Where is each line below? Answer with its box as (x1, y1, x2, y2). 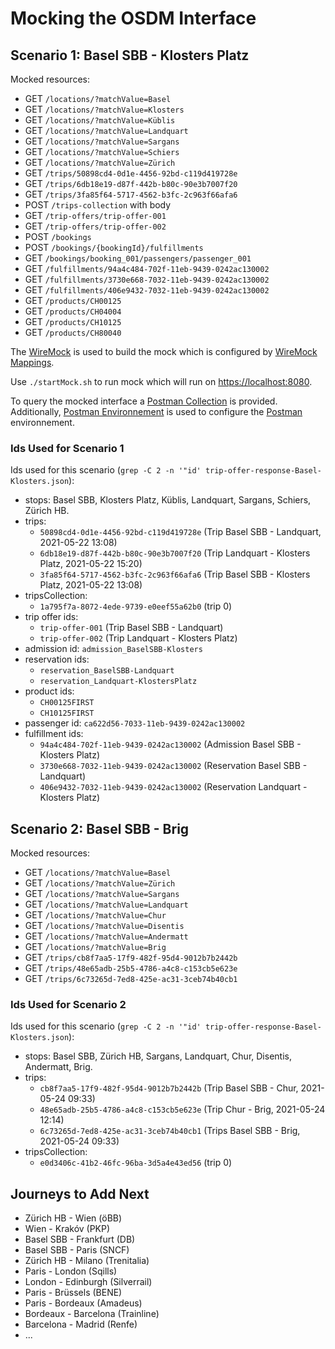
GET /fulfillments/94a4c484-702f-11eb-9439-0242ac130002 (24, 263, 270, 274)
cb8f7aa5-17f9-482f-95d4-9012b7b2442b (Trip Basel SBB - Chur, (39, 1082, 299, 1094)
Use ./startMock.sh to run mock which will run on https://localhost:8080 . (10, 376, 313, 387)
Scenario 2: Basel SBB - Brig (10, 820, 190, 837)
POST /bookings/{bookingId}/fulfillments (24, 242, 204, 253)
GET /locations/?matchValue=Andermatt (24, 930, 189, 942)
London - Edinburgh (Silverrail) (24, 1276, 153, 1288)
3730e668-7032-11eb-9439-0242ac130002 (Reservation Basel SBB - (39, 760, 308, 772)
